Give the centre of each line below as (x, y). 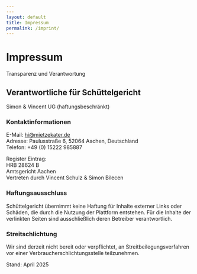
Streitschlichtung (32, 234)
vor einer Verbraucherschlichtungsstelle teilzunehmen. (73, 253)
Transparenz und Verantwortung (46, 74)
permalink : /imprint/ (33, 28)
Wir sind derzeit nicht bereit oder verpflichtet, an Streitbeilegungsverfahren (98, 247)
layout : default (26, 17)
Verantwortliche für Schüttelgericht (73, 92)
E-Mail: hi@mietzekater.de (38, 135)
